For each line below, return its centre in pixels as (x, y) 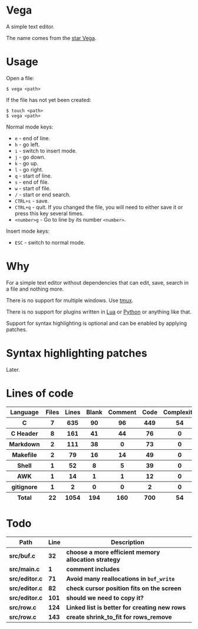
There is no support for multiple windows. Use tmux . (70, 300)
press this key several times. (49, 213)
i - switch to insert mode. (46, 150)
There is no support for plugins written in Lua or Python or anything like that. (99, 312)
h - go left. (27, 144)
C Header (24, 433)
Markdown (24, 444)
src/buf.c (22, 556)
